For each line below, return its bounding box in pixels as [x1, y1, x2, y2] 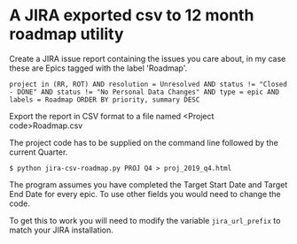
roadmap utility [9, 24, 124, 44]
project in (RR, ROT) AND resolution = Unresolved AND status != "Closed [9, 80, 288, 88]
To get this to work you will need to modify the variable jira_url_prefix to [9, 215, 281, 225]
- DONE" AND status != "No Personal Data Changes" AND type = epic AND [9, 88, 279, 96]
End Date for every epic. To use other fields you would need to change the [9, 188, 281, 199]
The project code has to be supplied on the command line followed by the [9, 137, 279, 148]
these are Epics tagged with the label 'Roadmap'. [9, 63, 188, 73]
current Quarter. [9, 147, 68, 157]
